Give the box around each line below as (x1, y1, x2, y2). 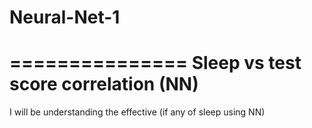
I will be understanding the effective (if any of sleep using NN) (9, 106, 266, 118)
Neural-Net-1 (9, 6, 121, 29)
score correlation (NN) (9, 73, 199, 96)
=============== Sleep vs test (9, 52, 302, 75)
